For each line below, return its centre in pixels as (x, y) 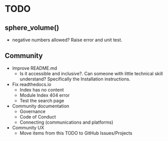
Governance (32, 111)
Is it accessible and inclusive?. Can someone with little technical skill (91, 73)
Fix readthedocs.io (32, 84)
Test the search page (42, 100)
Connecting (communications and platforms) (66, 122)
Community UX (28, 127)
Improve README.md (35, 68)
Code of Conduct (38, 117)
